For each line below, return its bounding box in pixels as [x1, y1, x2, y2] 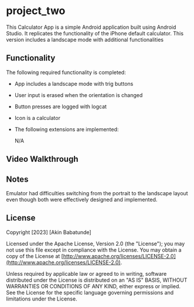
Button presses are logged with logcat [14, 103, 107, 110]
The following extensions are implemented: [14, 125, 119, 133]
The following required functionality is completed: [6, 69, 126, 76]
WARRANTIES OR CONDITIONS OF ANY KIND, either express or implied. [6, 282, 181, 289]
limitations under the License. [6, 295, 77, 302]
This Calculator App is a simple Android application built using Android [6, 24, 176, 31]
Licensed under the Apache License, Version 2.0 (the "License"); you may [6, 240, 185, 247]
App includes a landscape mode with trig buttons [14, 80, 134, 87]
